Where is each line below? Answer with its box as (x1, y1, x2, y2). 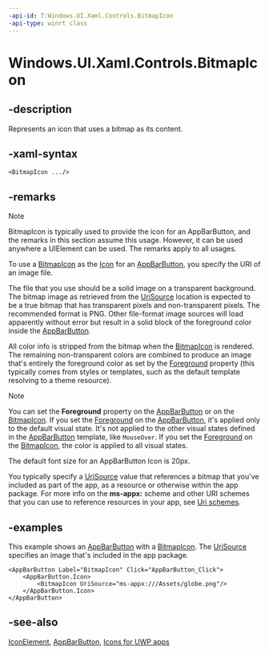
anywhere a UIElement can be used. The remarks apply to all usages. (8, 244, 237, 253)
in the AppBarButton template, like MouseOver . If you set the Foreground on (8, 432, 254, 442)
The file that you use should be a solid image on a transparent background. (8, 284, 256, 293)
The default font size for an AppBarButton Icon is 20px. (8, 456, 191, 466)
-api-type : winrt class (8, 19, 88, 27)
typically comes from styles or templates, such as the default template (8, 367, 240, 377)
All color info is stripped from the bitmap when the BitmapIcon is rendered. (8, 341, 255, 351)
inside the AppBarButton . (8, 326, 91, 336)
